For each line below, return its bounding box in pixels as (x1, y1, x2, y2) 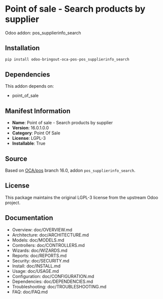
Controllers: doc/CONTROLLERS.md (12, 242, 85, 248)
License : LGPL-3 (12, 135, 46, 141)
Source (5, 154, 28, 163)
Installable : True (12, 140, 46, 147)
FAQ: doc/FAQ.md (12, 289, 48, 295)
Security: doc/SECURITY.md (12, 258, 70, 263)
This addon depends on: (5, 83, 54, 89)
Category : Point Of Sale (12, 130, 61, 136)
